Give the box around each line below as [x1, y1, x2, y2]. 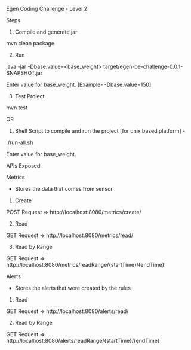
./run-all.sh [6, 139, 33, 146]
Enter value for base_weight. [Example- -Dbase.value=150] [6, 81, 152, 88]
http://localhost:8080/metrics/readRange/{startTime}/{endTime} [6, 261, 165, 268]
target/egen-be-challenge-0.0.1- [103, 63, 183, 70]
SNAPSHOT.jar [6, 69, 43, 77]
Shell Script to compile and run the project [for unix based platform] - [14, 127, 186, 134]
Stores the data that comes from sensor [14, 185, 113, 192]
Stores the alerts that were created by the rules [14, 284, 131, 291]
